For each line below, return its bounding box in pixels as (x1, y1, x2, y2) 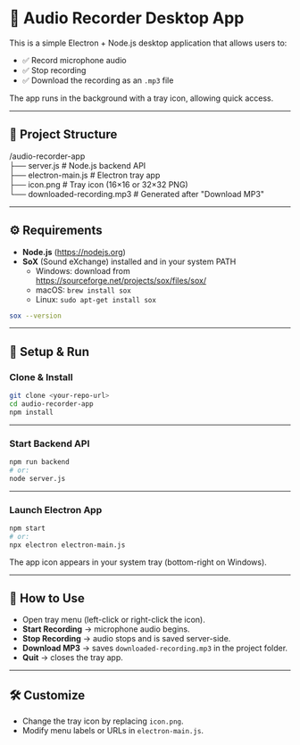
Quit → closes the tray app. (21, 652, 123, 663)
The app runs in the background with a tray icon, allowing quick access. (9, 93, 274, 103)
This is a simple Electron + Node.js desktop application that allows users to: (9, 37, 287, 48)
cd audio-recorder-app (9, 400, 94, 409)
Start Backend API (9, 437, 90, 450)
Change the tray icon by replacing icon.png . (21, 716, 185, 726)
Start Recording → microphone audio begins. (21, 624, 190, 634)
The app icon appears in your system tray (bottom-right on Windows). (9, 557, 268, 567)
